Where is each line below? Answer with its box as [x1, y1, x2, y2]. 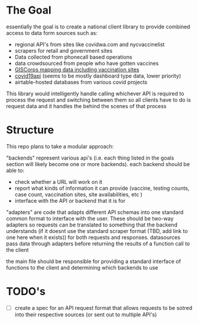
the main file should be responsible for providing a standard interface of [6, 258, 181, 265]
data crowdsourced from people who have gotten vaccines [14, 60, 159, 67]
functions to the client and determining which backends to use [6, 264, 158, 271]
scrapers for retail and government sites [14, 47, 113, 54]
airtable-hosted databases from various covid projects [14, 78, 148, 86]
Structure [6, 124, 54, 137]
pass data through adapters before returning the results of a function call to [6, 240, 190, 247]
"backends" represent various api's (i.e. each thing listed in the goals [6, 154, 174, 161]
